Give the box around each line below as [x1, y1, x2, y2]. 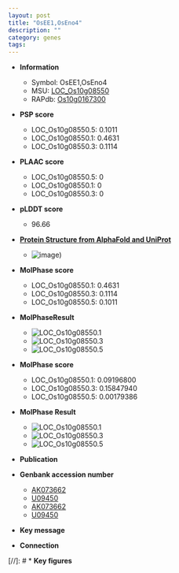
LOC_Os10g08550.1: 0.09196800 [31, 375, 137, 385]
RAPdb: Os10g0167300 [31, 95, 106, 104]
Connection [19, 541, 59, 550]
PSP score [19, 110, 54, 119]
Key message [19, 526, 65, 535]
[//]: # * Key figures [8, 556, 72, 566]
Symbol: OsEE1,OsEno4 [31, 78, 108, 87]
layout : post [8, 11, 51, 20]
